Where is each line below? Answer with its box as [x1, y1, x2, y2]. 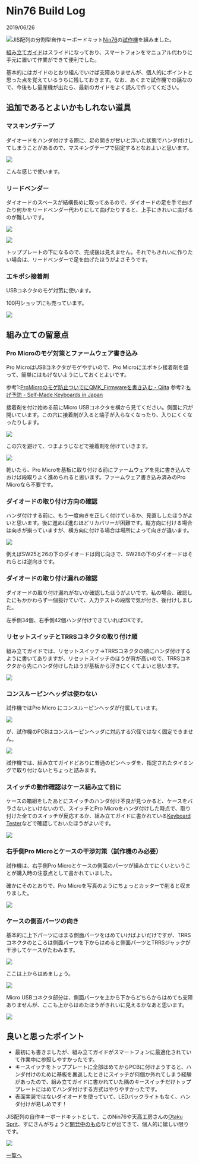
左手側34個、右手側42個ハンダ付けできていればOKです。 [6, 616, 146, 623]
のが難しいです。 [6, 213, 48, 220]
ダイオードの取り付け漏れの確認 [6, 575, 98, 583]
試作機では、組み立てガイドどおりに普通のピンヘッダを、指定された [6, 759, 173, 766]
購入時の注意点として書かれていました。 [16, 869, 116, 876]
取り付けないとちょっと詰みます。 [16, 766, 100, 774]
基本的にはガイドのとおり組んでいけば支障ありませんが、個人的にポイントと [6, 68, 193, 75]
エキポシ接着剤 [6, 272, 49, 280]
